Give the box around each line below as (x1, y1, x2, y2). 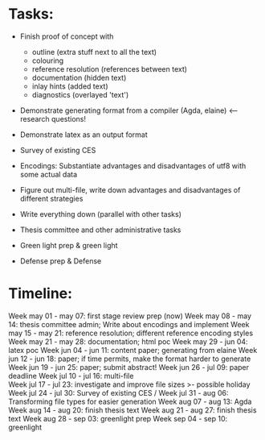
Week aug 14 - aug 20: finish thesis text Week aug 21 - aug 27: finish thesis (8, 405, 257, 415)
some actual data (19, 169, 78, 179)
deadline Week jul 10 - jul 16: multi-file (8, 371, 134, 380)
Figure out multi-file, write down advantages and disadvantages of (19, 185, 241, 194)
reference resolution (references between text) (31, 64, 187, 73)
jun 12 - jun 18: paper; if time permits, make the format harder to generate (8, 354, 251, 363)
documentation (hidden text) (31, 73, 127, 82)
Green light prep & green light (19, 240, 118, 250)
